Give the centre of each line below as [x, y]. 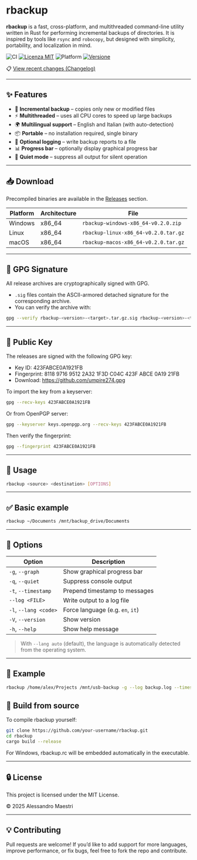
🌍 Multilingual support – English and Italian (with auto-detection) [94, 124]
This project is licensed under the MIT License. [63, 795]
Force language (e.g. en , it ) [101, 610]
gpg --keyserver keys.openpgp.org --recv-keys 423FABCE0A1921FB [86, 424]
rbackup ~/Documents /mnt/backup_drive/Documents [68, 522]
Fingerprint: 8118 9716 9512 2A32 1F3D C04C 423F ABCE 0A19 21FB [97, 374]
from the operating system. [53, 650]
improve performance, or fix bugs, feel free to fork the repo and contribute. [97, 851]
